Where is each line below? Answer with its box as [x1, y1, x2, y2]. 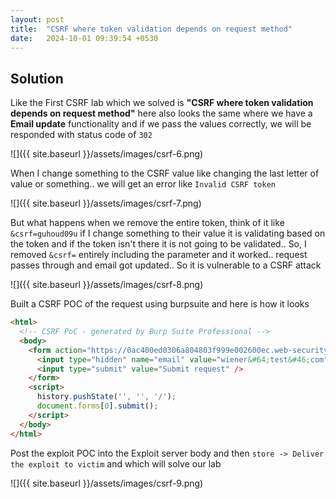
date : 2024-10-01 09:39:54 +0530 [10, 33, 159, 43]
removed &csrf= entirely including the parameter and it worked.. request [10, 249, 308, 261]
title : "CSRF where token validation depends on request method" [10, 24, 293, 34]
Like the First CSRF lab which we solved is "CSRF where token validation [10, 97, 314, 109]
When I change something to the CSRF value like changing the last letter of [10, 167, 320, 180]
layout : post [10, 14, 65, 25]
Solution [10, 70, 64, 87]
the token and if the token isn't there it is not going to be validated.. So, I [10, 238, 307, 250]
